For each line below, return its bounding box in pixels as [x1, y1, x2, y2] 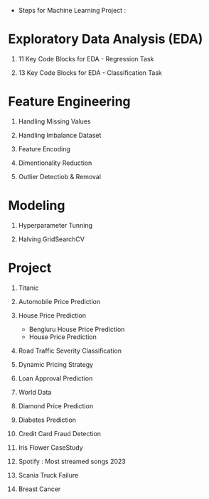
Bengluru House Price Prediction [28, 325, 125, 333]
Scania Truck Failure [18, 470, 79, 479]
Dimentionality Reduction [18, 158, 92, 167]
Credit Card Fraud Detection [18, 429, 102, 438]
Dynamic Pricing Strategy [18, 360, 94, 368]
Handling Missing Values [18, 117, 91, 126]
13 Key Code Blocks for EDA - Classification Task [18, 68, 162, 77]
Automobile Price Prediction [18, 297, 101, 306]
